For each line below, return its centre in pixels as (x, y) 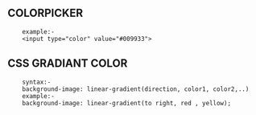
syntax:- (37, 82)
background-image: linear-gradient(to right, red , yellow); (126, 103)
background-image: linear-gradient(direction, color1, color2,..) (136, 89)
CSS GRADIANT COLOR (68, 64)
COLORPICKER (45, 13)
